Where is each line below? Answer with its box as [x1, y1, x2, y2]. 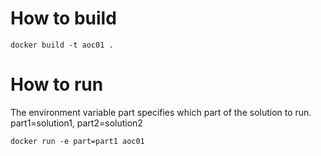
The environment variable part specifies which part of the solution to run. [10, 106, 312, 118]
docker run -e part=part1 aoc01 [10, 136, 145, 146]
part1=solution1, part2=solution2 [10, 117, 143, 129]
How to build [10, 7, 117, 30]
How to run [10, 73, 104, 96]
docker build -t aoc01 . [10, 40, 114, 50]
